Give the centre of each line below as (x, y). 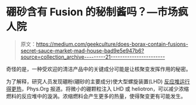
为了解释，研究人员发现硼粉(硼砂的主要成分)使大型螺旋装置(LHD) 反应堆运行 (98, 81)
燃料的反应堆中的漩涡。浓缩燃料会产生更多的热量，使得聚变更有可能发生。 (96, 96)
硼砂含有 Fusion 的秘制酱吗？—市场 (92, 12)
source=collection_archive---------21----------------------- (93, 57)
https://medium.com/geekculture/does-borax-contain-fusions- (112, 44)
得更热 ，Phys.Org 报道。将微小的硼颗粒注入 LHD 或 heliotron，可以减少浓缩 (98, 89)
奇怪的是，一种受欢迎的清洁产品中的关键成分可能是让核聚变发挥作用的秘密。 (99, 69)
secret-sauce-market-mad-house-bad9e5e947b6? (82, 50)
